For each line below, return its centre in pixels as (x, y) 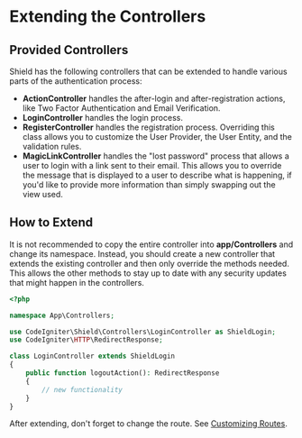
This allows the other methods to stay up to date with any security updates (148, 273)
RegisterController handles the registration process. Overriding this (148, 127)
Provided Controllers (69, 50)
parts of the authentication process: (76, 81)
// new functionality (82, 389)
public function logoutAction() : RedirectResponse (123, 373)
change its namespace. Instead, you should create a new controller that (142, 253)
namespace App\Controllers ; (62, 315)
